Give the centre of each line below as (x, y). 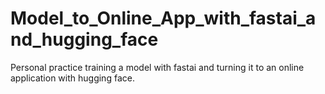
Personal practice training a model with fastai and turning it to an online (157, 67)
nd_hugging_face (84, 39)
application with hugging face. (72, 78)
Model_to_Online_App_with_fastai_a (163, 18)
